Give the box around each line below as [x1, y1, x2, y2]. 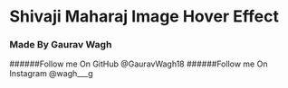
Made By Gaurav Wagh [9, 39, 112, 51]
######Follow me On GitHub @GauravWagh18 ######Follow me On [9, 58, 268, 69]
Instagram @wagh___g [9, 68, 93, 79]
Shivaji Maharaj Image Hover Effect [9, 6, 279, 27]
